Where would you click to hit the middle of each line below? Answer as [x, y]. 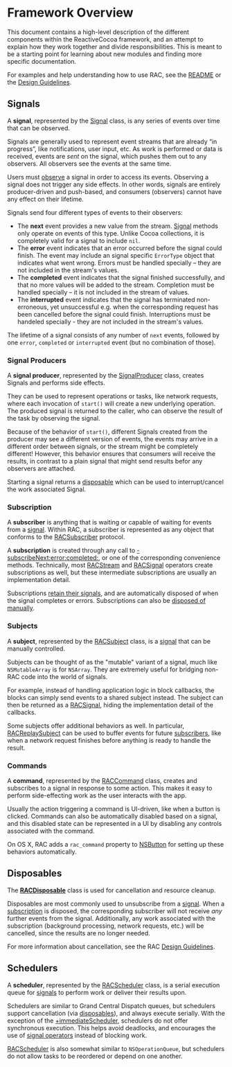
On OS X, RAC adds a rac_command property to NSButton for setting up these [116, 844]
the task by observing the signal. [54, 418]
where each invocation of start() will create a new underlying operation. [111, 404]
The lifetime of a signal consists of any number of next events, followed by [114, 335]
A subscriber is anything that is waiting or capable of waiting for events [109, 522]
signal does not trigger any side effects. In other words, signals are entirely [114, 184]
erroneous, [33, 307]
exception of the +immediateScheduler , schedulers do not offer [98, 1021]
